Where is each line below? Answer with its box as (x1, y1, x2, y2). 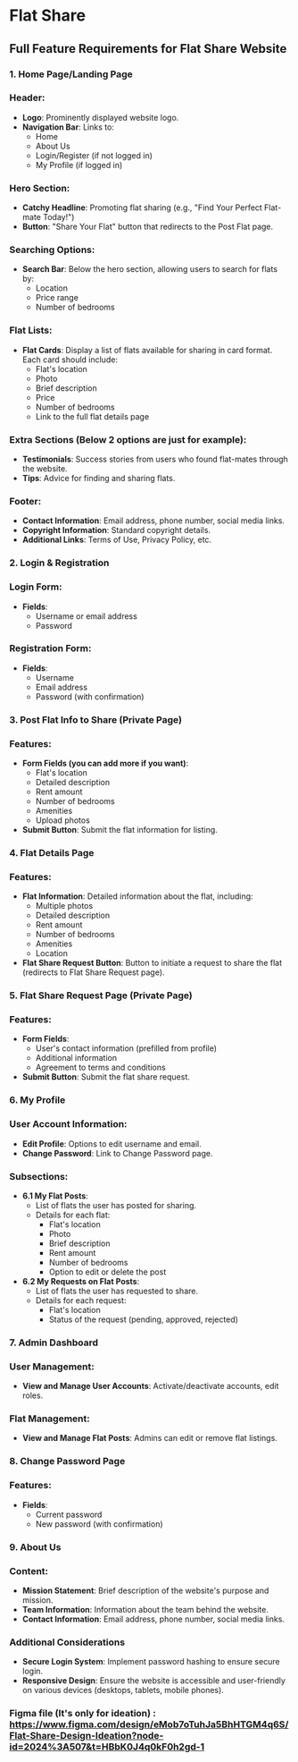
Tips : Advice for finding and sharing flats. (21, 472, 176, 483)
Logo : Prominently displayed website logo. (21, 112, 179, 123)
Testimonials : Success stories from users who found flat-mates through (21, 453, 288, 464)
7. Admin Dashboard (9, 1336, 99, 1349)
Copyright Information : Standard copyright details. (21, 525, 211, 536)
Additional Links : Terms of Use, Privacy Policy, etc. (21, 534, 212, 546)
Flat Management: (9, 1412, 91, 1425)
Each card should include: (21, 354, 119, 365)
